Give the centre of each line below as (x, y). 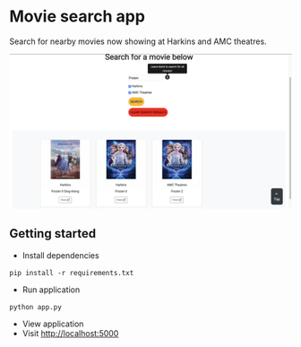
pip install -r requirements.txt (72, 273)
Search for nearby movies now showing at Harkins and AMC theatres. (138, 41)
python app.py (36, 307)
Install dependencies (61, 255)
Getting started (53, 234)
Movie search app (77, 17)
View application (53, 324)
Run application (51, 290)
